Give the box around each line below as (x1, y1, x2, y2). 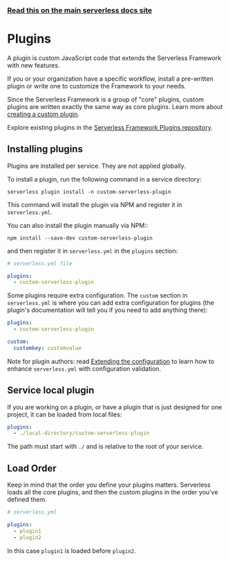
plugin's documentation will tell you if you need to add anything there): (7, 306, 208, 314)
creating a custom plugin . (7, 110, 80, 118)
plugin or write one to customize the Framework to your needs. (7, 81, 186, 90)
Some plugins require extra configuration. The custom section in (7, 291, 188, 300)
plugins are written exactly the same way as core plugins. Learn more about (7, 102, 223, 110)
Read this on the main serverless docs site (7, 6, 153, 15)
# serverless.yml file (7, 260, 73, 267)
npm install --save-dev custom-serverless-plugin (7, 234, 153, 242)
